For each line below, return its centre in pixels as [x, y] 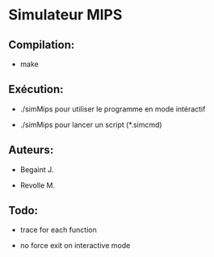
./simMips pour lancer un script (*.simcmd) [91, 124]
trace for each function [58, 230]
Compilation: [42, 45]
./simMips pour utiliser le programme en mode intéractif [113, 109]
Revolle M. [38, 185]
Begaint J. [37, 169]
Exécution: [36, 89]
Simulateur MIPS [65, 15]
